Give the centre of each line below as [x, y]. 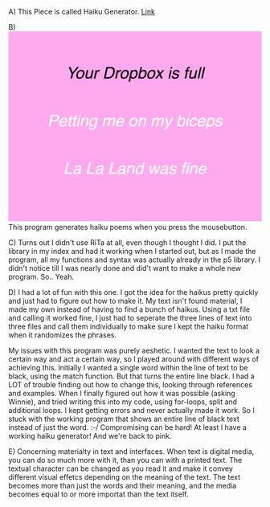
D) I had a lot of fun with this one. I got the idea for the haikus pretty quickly [133, 292]
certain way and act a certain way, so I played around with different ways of [134, 359]
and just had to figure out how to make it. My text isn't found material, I [125, 301]
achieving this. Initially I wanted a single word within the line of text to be [128, 368]
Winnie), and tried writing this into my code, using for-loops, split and [123, 402]
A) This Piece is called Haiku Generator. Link [82, 12]
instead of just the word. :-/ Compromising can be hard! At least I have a [128, 427]
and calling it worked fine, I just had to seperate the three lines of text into [130, 318]
